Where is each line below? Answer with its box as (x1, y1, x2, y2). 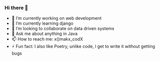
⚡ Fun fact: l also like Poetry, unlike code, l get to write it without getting (11, 44, 155, 49)
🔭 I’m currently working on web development (11, 15, 102, 21)
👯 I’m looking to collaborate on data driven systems (11, 26, 115, 31)
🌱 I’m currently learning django (11, 20, 73, 26)
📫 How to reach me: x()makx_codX (11, 36, 83, 42)
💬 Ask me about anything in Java (11, 31, 78, 37)
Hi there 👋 (4, 4, 29, 11)
